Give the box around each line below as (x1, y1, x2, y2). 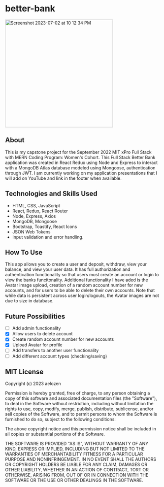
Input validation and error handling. (12, 234, 84, 240)
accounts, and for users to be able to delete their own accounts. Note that (5, 288, 155, 293)
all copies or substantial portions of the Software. (5, 431, 105, 437)
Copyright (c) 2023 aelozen (5, 381, 61, 387)
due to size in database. (5, 298, 54, 304)
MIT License (5, 367, 44, 376)
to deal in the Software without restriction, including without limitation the (5, 401, 154, 407)
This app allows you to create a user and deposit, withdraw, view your (5, 261, 147, 267)
